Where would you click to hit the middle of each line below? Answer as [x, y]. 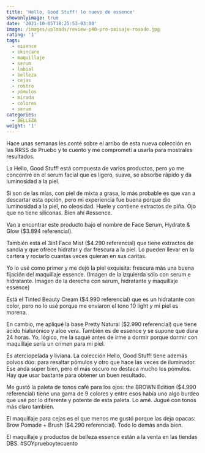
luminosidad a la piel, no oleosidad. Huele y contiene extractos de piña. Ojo [101, 207]
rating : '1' [21, 35]
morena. [17, 313]
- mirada [23, 97]
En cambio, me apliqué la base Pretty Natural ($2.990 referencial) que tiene [102, 324]
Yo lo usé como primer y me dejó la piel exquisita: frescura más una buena [100, 268]
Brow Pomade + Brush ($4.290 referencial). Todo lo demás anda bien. [95, 425]
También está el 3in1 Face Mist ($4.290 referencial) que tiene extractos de [100, 243]
